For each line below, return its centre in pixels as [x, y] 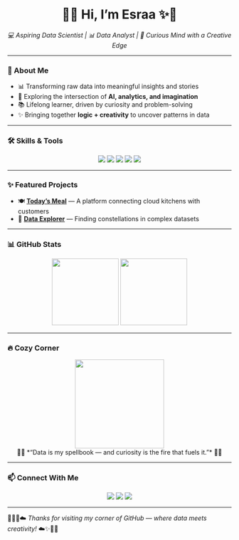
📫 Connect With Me [43, 478]
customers [33, 211]
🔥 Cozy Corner [33, 348]
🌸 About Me [28, 70]
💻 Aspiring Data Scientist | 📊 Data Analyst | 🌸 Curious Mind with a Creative [119, 35]
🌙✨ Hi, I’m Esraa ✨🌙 [119, 15]
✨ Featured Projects [43, 185]
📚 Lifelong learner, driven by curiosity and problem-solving [105, 105]
